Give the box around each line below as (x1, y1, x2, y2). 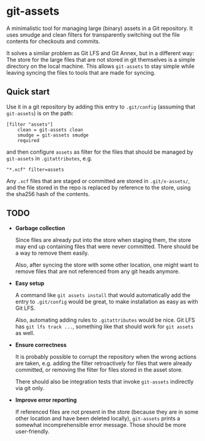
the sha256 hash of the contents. (6, 190, 90, 197)
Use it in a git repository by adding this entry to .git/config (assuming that (6, 103, 196, 110)
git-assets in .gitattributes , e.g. (6, 154, 93, 162)
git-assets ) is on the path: (6, 109, 73, 117)
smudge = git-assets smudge (17, 132, 89, 138)
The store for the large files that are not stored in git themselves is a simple (6, 56, 196, 63)
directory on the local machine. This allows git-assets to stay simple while (6, 62, 195, 70)
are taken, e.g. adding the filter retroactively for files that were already (15, 360, 192, 367)
